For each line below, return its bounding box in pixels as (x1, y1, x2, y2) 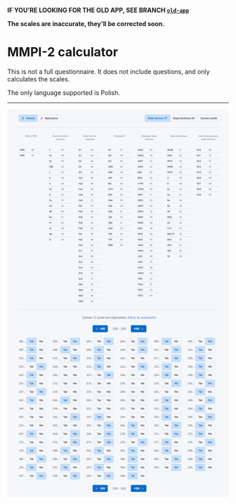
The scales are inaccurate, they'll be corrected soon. (7, 20, 165, 27)
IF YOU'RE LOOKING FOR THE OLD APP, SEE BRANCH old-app (7, 6, 190, 14)
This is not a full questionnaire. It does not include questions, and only (7, 67, 210, 76)
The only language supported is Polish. (7, 88, 121, 97)
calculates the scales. (7, 75, 70, 83)
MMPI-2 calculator (7, 44, 118, 60)
